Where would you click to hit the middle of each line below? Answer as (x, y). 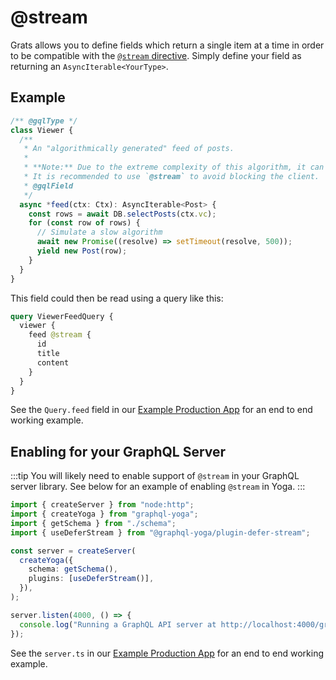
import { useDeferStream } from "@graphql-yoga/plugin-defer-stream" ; (160, 532)
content (53, 362)
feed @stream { (60, 335)
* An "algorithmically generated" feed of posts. (129, 149)
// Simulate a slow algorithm (99, 232)
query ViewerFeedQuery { (62, 316)
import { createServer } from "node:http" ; (102, 505)
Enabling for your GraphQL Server (118, 451)
